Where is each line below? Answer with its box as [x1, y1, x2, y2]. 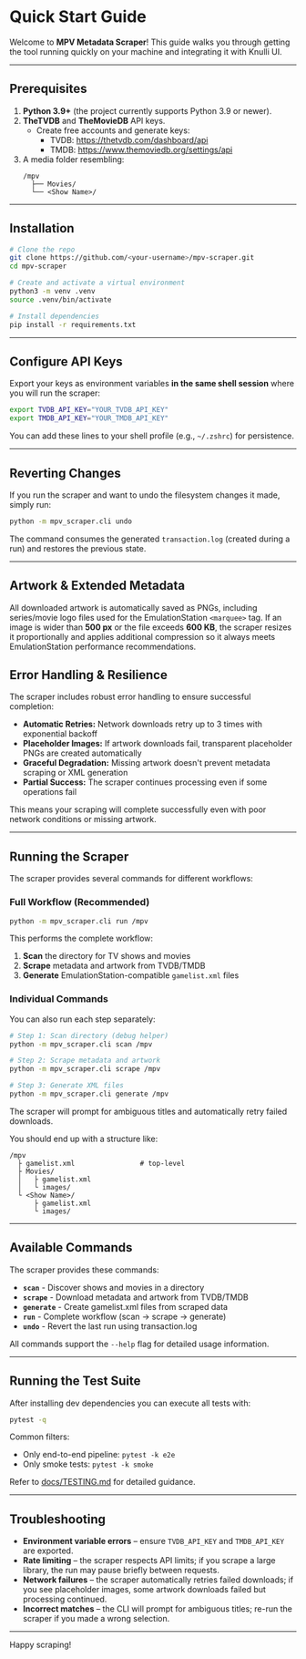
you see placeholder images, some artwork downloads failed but [22, 1584, 267, 1595]
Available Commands [9, 1240, 133, 1255]
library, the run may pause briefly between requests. [22, 1565, 220, 1576]
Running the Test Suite [9, 1374, 141, 1389]
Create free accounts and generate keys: [36, 125, 190, 136]
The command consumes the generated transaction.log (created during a [9, 533, 291, 544]
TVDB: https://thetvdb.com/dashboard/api [49, 134, 209, 145]
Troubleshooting [9, 1511, 107, 1527]
